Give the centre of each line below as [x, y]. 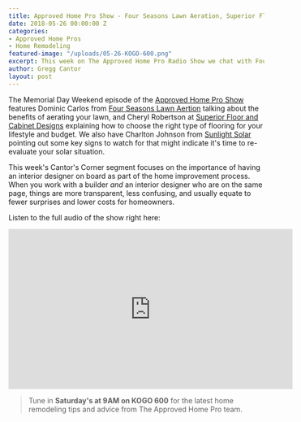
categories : [28, 31]
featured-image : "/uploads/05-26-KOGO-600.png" [90, 54]
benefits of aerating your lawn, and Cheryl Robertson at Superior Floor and [133, 117]
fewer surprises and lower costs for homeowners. [92, 202]
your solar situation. [72, 151]
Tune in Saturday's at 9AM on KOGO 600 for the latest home [131, 400]
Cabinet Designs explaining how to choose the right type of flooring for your [136, 125]
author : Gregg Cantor [45, 69]
